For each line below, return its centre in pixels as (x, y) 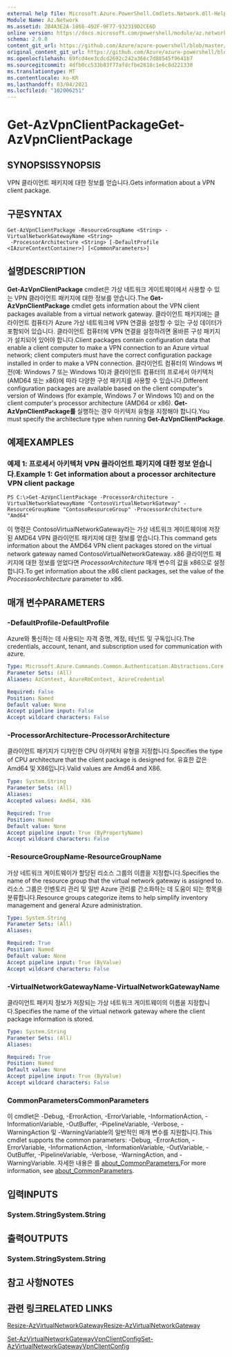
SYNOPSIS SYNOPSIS (54, 165)
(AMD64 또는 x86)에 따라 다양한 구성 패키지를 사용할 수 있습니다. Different (108, 380)
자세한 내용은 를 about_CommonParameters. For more (132, 1163)
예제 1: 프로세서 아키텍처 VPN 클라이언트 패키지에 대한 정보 (99, 464)
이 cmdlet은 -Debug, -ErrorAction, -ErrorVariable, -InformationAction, (105, 1116)
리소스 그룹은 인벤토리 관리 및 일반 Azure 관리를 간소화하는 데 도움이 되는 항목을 (115, 889)
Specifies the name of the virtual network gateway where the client (110, 1011)
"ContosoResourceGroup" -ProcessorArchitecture (132, 510)
